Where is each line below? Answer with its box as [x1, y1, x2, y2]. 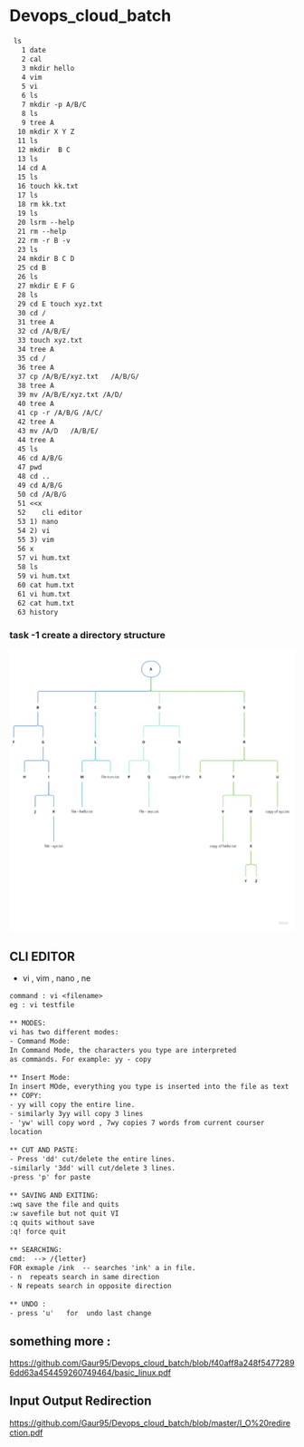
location [9, 1128, 43, 1137]
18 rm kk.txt [17, 199, 67, 209]
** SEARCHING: [9, 1246, 63, 1255]
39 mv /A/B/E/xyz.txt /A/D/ [17, 390, 124, 399]
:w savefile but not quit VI [9, 1209, 119, 1219]
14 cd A [17, 163, 47, 172]
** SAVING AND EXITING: [9, 1191, 100, 1200]
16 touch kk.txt [17, 181, 79, 190]
